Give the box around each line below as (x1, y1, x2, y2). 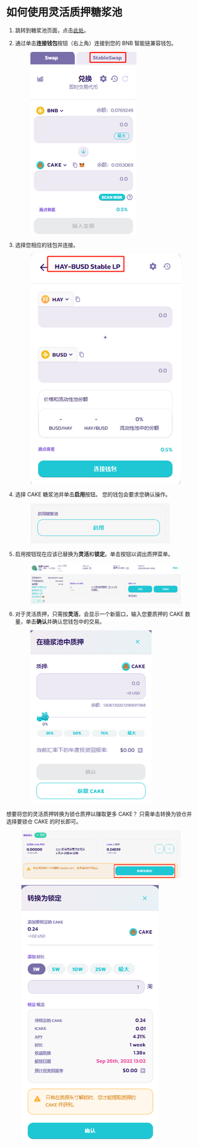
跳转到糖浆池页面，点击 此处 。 (14, 27, 89, 34)
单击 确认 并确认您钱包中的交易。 (25, 618, 105, 625)
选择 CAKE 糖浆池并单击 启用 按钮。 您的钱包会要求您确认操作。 (14, 490, 172, 498)
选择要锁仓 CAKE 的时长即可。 (6, 817, 82, 825)
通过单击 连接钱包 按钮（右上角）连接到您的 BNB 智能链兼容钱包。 (14, 39, 177, 46)
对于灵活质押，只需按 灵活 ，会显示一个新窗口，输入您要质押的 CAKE (14, 610, 184, 618)
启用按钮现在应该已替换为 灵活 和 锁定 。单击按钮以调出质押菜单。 (14, 550, 173, 557)
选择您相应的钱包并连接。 (14, 241, 79, 248)
